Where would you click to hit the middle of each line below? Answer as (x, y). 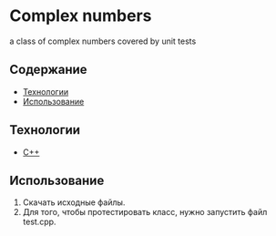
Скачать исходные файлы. (74, 202)
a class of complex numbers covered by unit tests (103, 41)
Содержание (49, 70)
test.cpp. (39, 222)
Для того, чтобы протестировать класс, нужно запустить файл (145, 212)
